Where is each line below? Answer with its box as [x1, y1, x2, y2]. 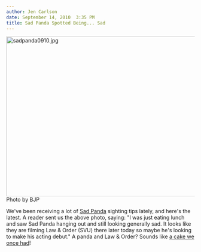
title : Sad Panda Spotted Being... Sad [6, 20, 106, 26]
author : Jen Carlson [6, 8, 58, 15]
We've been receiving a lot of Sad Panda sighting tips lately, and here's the [6, 208, 191, 215]
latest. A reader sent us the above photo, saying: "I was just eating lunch [6, 214, 185, 221]
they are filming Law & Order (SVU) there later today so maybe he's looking [6, 227, 192, 234]
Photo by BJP [6, 196, 40, 204]
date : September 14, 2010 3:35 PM [6, 14, 95, 20]
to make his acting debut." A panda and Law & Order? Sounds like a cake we [6, 233, 194, 240]
